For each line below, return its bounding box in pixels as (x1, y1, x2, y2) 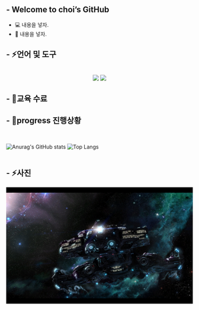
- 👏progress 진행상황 (6, 115, 82, 126)
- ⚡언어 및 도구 (6, 50, 56, 60)
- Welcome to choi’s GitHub (6, 5, 110, 15)
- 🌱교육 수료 (6, 94, 47, 104)
